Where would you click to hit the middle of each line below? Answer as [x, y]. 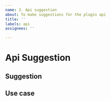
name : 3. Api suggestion [31, 10]
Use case [20, 93]
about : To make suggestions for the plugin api [56, 15]
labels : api [17, 24]
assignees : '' [20, 29]
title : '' [15, 19]
